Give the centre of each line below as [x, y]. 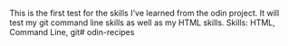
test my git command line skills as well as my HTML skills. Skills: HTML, [143, 23]
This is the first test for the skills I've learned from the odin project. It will [144, 13]
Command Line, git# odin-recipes [72, 32]
